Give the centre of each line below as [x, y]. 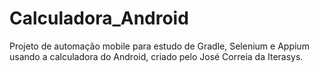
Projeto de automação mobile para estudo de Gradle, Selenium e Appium [159, 46]
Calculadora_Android [99, 18]
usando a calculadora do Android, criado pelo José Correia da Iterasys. [156, 56]
